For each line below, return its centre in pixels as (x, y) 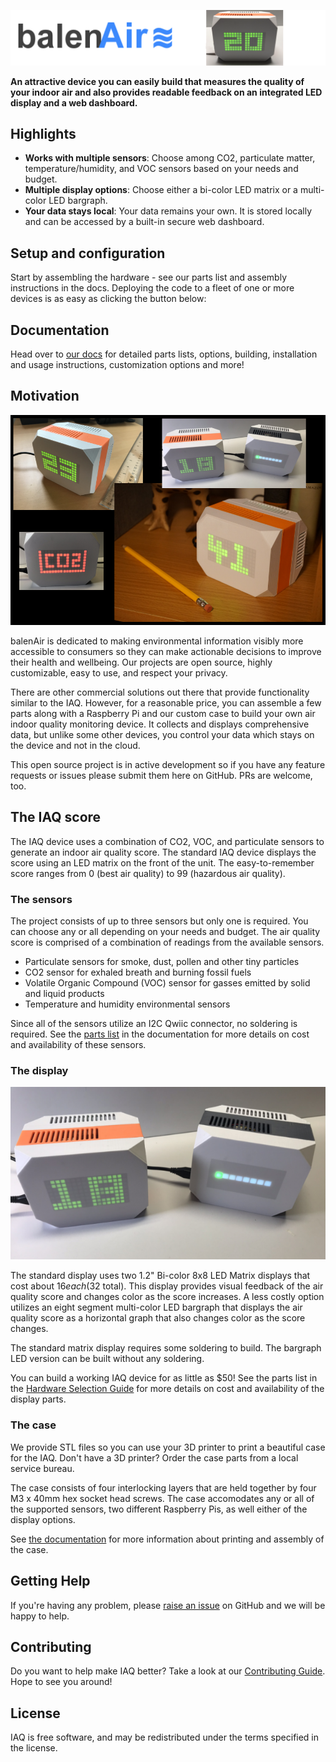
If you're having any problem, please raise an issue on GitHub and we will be (168, 1605)
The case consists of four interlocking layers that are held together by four (163, 1487)
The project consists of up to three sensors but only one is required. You (159, 921)
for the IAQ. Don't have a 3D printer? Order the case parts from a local (154, 1457)
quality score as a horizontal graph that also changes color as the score (158, 1318)
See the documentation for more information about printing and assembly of (167, 1539)
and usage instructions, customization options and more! (127, 365)
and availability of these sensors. (78, 1044)
